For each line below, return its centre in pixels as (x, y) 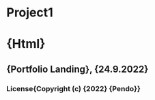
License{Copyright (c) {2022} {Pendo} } (73, 88)
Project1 (30, 13)
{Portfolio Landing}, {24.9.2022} (77, 69)
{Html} (26, 44)
